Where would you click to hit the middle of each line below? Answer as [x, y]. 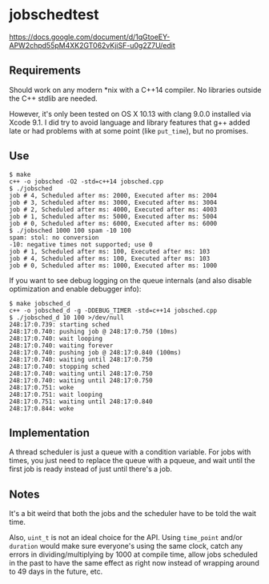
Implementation [50, 432]
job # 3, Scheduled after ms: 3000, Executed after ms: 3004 [113, 202]
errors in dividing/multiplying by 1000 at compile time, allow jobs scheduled [134, 554]
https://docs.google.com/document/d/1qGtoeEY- [90, 37]
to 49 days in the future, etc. [56, 572]
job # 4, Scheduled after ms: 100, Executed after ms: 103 [110, 258]
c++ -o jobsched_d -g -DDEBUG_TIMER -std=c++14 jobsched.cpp [113, 310]
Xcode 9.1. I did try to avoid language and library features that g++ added [130, 122]
